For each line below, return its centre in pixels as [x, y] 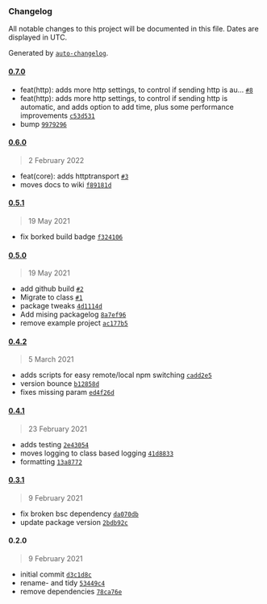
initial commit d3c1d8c [56, 574]
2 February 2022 [56, 160]
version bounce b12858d [59, 384]
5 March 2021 [51, 359]
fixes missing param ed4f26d [67, 392]
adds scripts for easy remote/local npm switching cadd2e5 [116, 375]
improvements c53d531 [57, 115]
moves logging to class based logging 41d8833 [97, 453]
